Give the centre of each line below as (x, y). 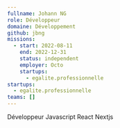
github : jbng (26, 33)
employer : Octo (42, 65)
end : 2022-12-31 (43, 53)
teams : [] (22, 98)
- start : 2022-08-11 (43, 46)
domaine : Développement (42, 26)
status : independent (49, 59)
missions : (22, 39)
